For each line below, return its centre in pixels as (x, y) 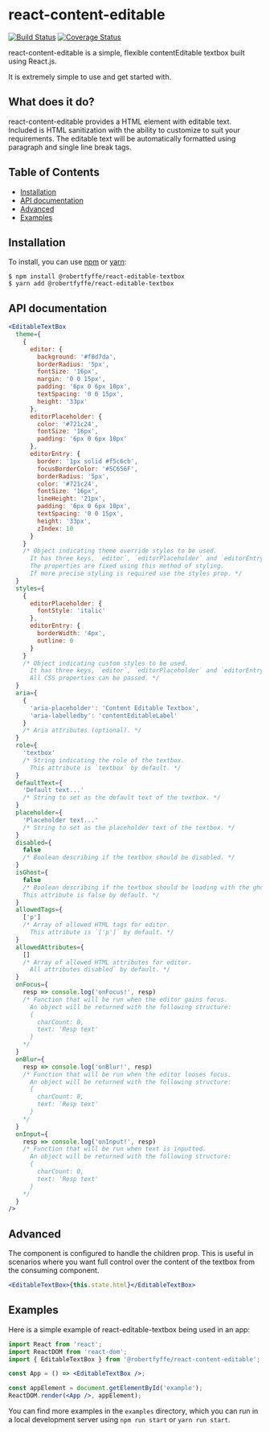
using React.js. (33, 61)
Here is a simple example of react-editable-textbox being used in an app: (129, 1329)
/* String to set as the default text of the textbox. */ (122, 798)
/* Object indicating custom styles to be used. (106, 663)
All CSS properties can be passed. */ (94, 678)
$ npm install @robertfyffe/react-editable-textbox (96, 277)
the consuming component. (54, 1270)
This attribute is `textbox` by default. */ (105, 768)
